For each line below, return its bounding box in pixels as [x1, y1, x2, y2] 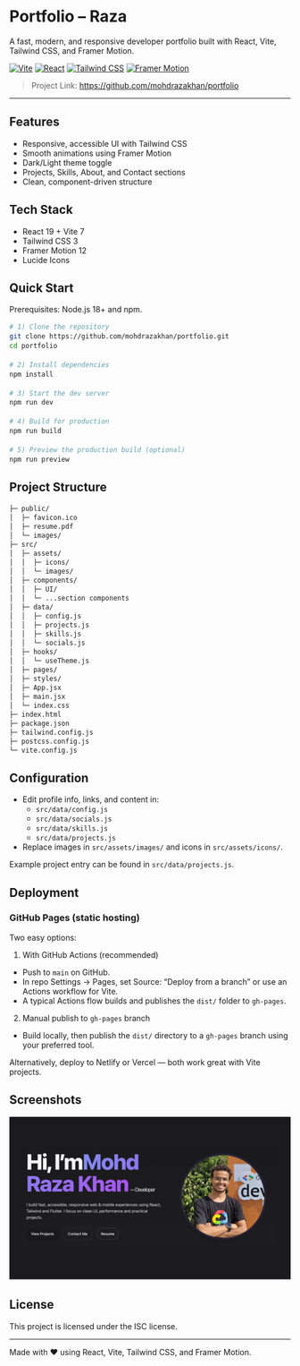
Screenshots [9, 1092, 82, 1107]
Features [9, 115, 60, 130]
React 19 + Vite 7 [21, 226, 85, 236]
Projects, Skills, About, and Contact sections [21, 166, 186, 177]
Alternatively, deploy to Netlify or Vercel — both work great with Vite [9, 1056, 261, 1067]
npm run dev [9, 398, 54, 407]
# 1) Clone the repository [9, 322, 110, 332]
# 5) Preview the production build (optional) [9, 445, 186, 454]
